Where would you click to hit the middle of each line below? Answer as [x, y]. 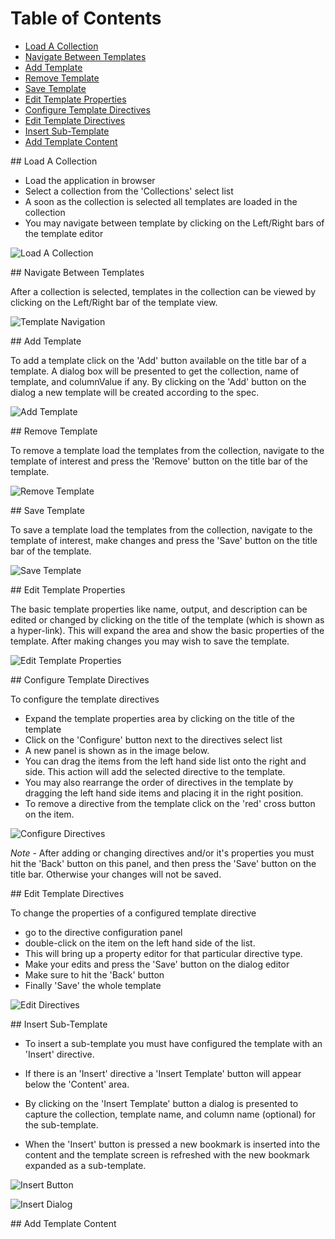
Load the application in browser [90, 180]
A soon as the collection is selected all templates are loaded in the [161, 201]
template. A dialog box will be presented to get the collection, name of [155, 371]
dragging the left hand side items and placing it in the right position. [164, 793]
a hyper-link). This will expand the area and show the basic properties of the [167, 630]
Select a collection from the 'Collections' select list [129, 191]
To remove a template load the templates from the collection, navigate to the [167, 450]
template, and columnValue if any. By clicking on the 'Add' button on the [158, 381]
